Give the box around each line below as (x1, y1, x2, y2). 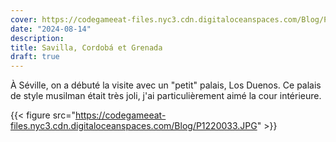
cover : (10, 14, 38, 25)
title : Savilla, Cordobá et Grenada (10, 42, 163, 53)
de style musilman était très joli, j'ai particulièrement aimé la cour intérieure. (10, 90, 322, 102)
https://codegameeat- (74, 109, 167, 121)
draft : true (10, 52, 60, 62)
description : (10, 33, 65, 43)
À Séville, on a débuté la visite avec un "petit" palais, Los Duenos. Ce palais (10, 79, 322, 91)
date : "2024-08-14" (10, 24, 92, 34)
